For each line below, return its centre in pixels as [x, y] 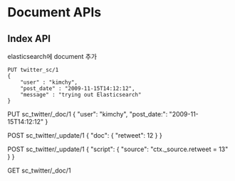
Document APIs [54, 12]
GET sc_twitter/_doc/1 [39, 170]
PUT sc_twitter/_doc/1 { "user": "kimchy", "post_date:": [88, 114]
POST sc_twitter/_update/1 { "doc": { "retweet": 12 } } [85, 135]
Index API [29, 39]
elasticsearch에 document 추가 [52, 56]
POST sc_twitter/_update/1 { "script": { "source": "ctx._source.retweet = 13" [118, 149]
